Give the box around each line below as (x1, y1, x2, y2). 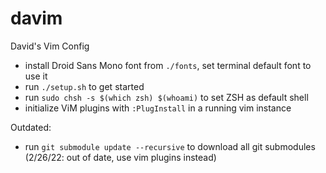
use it (24, 70, 48, 82)
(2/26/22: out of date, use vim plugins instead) (24, 151, 217, 163)
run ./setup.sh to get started (24, 80, 145, 92)
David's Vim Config (10, 40, 90, 52)
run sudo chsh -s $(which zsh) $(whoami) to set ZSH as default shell (24, 91, 309, 103)
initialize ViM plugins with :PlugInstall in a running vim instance (24, 102, 292, 114)
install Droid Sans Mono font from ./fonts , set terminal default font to (24, 59, 312, 71)
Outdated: (10, 121, 52, 133)
